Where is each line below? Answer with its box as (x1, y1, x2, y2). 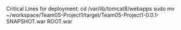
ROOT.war (47, 18, 73, 25)
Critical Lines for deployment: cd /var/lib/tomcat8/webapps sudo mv (6, 5, 175, 12)
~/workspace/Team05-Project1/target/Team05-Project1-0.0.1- (6, 11, 159, 19)
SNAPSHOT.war (6, 18, 46, 25)
